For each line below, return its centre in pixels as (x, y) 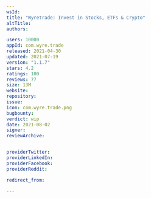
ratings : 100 (23, 73)
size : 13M (19, 85)
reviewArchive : (26, 136)
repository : (21, 97)
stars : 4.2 (20, 68)
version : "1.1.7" (28, 62)
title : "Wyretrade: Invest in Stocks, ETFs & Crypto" (76, 18)
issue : (15, 102)
